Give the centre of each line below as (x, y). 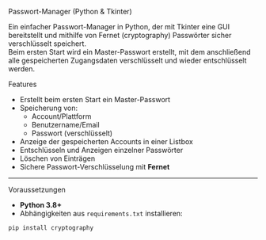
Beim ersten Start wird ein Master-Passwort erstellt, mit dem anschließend (129, 52)
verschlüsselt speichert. (47, 44)
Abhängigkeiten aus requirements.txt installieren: (101, 213)
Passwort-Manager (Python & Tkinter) (70, 11)
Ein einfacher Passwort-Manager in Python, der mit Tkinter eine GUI (119, 27)
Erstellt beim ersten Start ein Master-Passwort (95, 99)
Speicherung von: (48, 108)
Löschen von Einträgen (57, 158)
